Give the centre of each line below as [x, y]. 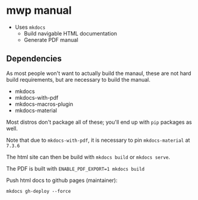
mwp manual [39, 11]
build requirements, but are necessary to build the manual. [79, 79]
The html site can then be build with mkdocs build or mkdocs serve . [88, 157]
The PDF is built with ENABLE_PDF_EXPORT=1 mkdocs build [76, 168]
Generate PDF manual [51, 40]
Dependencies [34, 59]
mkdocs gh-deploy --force [38, 191]
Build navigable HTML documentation [70, 33]
